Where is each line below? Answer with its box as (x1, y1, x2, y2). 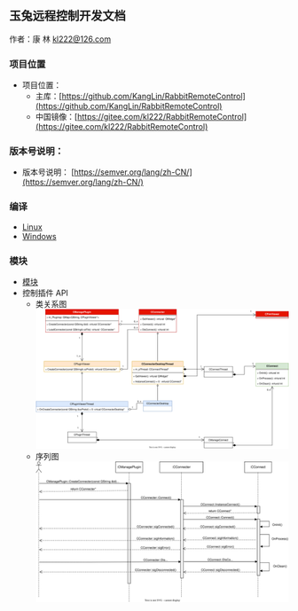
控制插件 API (21, 287, 69, 298)
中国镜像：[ (35, 112, 78, 122)
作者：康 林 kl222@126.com (9, 34, 112, 44)
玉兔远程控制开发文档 (9, 8, 126, 24)
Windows (21, 231, 57, 241)
